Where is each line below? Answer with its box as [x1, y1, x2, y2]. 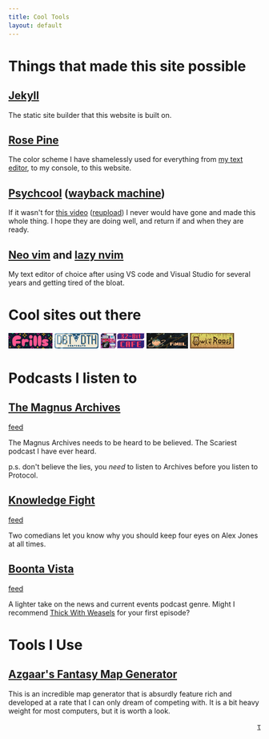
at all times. [8, 538, 46, 549]
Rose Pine [8, 133, 59, 147]
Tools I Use [8, 635, 83, 654]
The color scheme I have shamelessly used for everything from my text [8, 155, 243, 164]
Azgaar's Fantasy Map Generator [8, 668, 178, 681]
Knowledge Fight [8, 493, 95, 507]
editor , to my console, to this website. [8, 163, 132, 173]
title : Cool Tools [8, 13, 70, 21]
